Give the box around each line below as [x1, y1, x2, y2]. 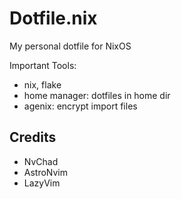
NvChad [23, 155, 59, 167]
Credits [9, 129, 57, 146]
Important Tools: [9, 59, 77, 71]
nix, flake [23, 78, 62, 91]
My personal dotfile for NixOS [9, 40, 132, 52]
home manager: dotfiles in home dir [23, 89, 171, 101]
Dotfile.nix [9, 7, 98, 30]
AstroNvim [23, 166, 68, 178]
